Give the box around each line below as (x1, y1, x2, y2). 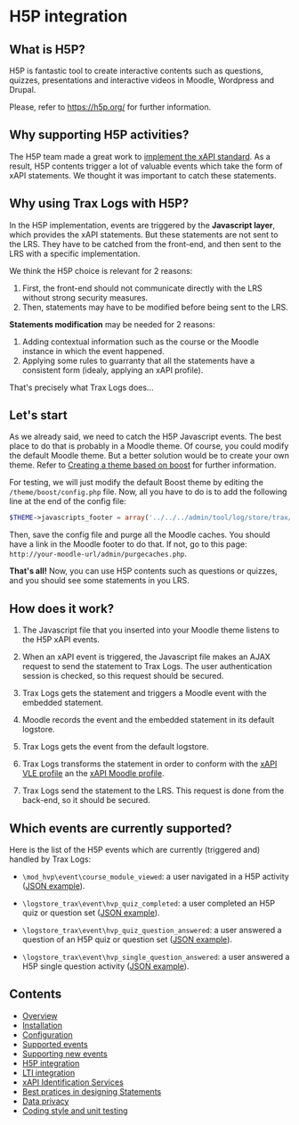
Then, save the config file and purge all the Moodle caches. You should (9, 529, 271, 541)
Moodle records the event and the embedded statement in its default (21, 715, 275, 725)
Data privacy (21, 1096, 69, 1106)
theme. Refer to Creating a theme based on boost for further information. (9, 459, 277, 470)
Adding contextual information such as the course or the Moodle (21, 336, 260, 347)
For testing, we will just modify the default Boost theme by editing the (9, 477, 264, 488)
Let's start (9, 408, 69, 423)
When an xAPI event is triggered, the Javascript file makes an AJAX (21, 651, 271, 662)
